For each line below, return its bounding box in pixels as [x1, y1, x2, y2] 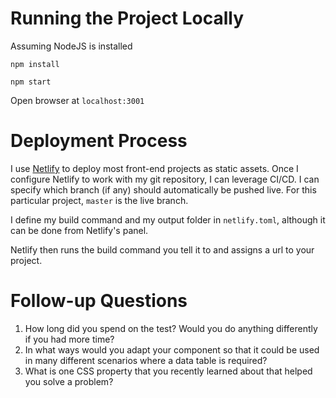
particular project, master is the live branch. [10, 194, 189, 206]
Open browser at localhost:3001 [10, 94, 145, 106]
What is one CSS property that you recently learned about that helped [24, 365, 313, 377]
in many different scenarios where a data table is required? [24, 354, 268, 366]
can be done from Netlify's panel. [10, 224, 149, 236]
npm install [10, 59, 60, 69]
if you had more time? [24, 333, 115, 345]
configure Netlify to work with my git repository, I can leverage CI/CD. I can [10, 173, 320, 185]
